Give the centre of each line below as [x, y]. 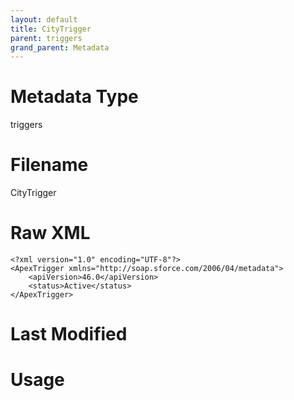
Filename [49, 165]
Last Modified [69, 334]
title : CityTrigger [51, 29]
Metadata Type [74, 97]
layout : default [44, 19]
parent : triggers [46, 38]
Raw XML [50, 233]
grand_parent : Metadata [60, 47]
